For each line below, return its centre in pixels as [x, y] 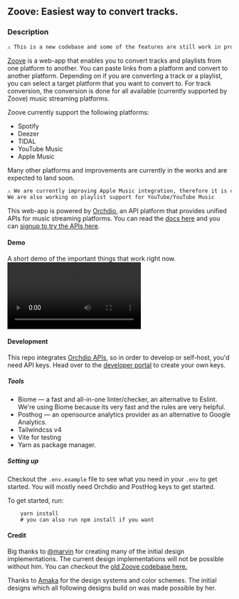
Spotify [28, 126]
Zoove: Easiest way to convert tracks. [93, 12]
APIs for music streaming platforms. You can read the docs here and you [114, 219]
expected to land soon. [41, 178]
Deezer [28, 133]
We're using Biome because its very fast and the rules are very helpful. [122, 406]
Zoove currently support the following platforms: [78, 112]
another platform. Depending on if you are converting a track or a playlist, [115, 76]
